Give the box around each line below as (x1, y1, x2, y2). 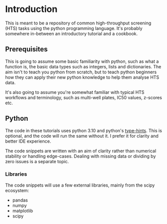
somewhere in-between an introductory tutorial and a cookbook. (5, 30, 138, 36)
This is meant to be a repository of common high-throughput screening (5, 20, 152, 26)
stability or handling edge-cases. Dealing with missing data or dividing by (5, 153, 156, 159)
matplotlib (12, 208, 33, 214)
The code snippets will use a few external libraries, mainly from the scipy (5, 182, 155, 188)
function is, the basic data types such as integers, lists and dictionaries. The (5, 63, 162, 69)
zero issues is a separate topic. (5, 158, 69, 164)
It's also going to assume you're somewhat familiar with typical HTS (5, 89, 145, 95)
